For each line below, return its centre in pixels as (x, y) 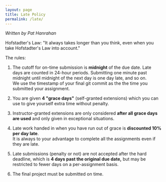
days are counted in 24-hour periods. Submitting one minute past (80, 73)
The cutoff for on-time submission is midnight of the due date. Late (82, 67)
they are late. (26, 144)
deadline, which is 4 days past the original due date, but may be (79, 159)
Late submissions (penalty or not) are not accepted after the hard (80, 154)
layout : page (19, 10)
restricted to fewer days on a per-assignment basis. (65, 165)
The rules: (15, 58)
